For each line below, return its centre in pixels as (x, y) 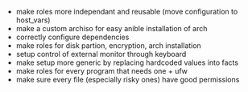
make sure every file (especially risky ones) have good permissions (128, 80)
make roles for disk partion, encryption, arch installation (108, 46)
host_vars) (33, 20)
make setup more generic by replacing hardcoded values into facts (127, 62)
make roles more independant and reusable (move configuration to (127, 12)
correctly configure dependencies (72, 37)
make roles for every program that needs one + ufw (101, 71)
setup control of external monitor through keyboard (101, 54)
